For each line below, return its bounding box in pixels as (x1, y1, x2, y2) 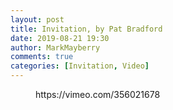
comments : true (10, 52, 74, 62)
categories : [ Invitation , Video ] (10, 61, 150, 71)
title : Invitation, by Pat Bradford (10, 24, 163, 34)
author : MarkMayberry (10, 42, 101, 53)
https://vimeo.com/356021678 (35, 89, 161, 100)
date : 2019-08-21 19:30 (10, 33, 110, 43)
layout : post (10, 14, 65, 25)
